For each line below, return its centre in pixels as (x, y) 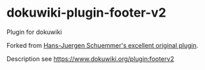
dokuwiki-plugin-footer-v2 (86, 13)
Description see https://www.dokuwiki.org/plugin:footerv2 (90, 59)
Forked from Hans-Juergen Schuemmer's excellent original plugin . (102, 45)
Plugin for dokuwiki (34, 32)
